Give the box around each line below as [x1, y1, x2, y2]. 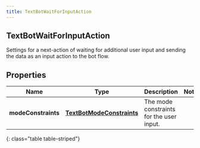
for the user [143, 112, 177, 121]
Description [143, 87, 179, 96]
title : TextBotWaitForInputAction [6, 8, 92, 15]
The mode [143, 97, 173, 106]
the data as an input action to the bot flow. [6, 53, 110, 60]
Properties [6, 70, 46, 80]
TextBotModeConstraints [65, 109, 139, 117]
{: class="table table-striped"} [6, 135, 80, 143]
